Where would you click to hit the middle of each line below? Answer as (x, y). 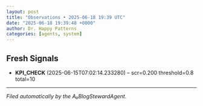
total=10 (25, 79)
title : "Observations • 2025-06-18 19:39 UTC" (66, 17)
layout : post (23, 12)
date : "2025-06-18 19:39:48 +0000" (51, 23)
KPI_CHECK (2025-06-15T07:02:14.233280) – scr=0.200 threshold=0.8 (104, 72)
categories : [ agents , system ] (44, 34)
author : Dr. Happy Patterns (42, 28)
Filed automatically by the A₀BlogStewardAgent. (66, 96)
